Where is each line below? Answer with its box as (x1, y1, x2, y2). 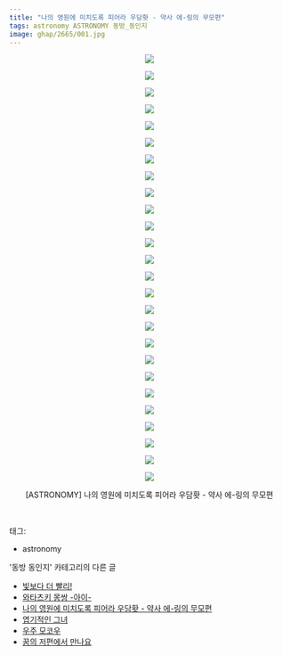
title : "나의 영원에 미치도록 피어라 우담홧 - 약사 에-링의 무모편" (9, 12, 225, 22)
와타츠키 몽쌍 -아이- (21, 592, 92, 602)
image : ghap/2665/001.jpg (9, 29, 105, 38)
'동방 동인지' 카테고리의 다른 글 (9, 562, 117, 573)
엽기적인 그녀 (21, 614, 68, 625)
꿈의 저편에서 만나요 (21, 636, 92, 647)
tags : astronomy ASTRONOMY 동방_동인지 (9, 21, 149, 30)
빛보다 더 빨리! (21, 581, 73, 592)
